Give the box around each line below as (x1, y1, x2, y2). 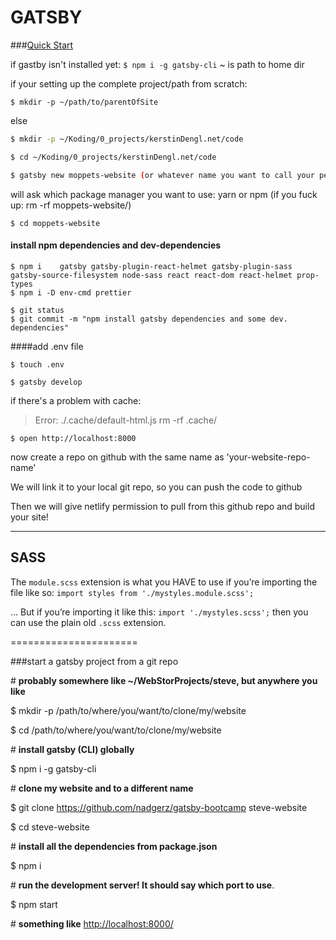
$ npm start (10, 898, 58, 910)
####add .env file (10, 340, 84, 352)
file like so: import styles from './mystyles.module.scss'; (10, 586, 255, 598)
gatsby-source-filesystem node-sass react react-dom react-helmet (10, 270, 293, 280)
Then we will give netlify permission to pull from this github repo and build (10, 500, 315, 512)
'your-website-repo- (226, 451, 311, 463)
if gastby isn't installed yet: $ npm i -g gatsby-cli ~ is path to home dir (10, 58, 305, 70)
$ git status (10, 305, 65, 315)
